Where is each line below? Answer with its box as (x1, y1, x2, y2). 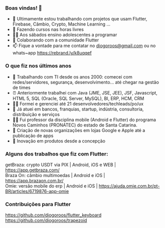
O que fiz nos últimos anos (5, 62, 72, 69)
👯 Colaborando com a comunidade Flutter (12, 37, 99, 43)
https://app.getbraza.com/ (5, 167, 60, 173)
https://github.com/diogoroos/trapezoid (5, 217, 87, 223)
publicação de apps (12, 132, 54, 138)
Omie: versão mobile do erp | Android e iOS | (5, 182, 98, 189)
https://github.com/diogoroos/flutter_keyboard (5, 212, 102, 218)
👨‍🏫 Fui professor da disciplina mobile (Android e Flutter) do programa (12, 116, 156, 122)
